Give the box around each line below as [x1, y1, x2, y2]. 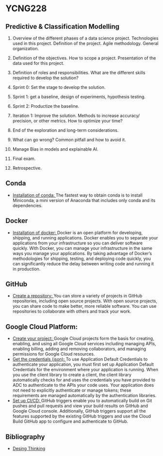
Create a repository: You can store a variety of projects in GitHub [12, 293, 143, 299]
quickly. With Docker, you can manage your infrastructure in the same [12, 245, 152, 251]
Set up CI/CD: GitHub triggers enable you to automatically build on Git [12, 398, 152, 404]
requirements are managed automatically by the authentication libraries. [12, 393, 157, 398]
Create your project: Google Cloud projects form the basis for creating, [12, 336, 154, 341]
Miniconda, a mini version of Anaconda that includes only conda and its [12, 197, 156, 203]
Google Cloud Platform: [5, 322, 78, 331]
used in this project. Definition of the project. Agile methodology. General [12, 40, 159, 46]
